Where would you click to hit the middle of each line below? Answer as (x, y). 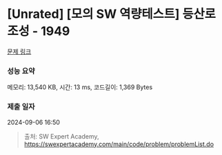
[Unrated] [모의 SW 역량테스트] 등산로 (111, 14)
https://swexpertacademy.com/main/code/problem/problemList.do (119, 144)
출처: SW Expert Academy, (61, 136)
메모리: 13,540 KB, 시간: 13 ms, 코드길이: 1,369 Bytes (80, 87)
